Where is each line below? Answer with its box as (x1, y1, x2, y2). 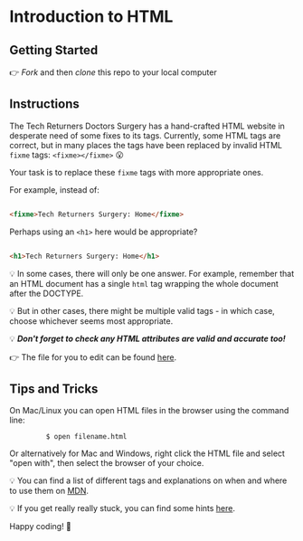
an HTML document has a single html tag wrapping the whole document (9, 278, 279, 289)
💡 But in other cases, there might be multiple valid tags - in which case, (9, 305, 276, 316)
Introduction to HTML (9, 6, 174, 27)
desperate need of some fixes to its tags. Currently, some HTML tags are (9, 129, 281, 141)
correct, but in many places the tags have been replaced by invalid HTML (9, 139, 283, 150)
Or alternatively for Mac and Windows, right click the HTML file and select (9, 448, 285, 459)
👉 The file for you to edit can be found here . (9, 351, 177, 363)
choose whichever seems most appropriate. (9, 315, 174, 327)
